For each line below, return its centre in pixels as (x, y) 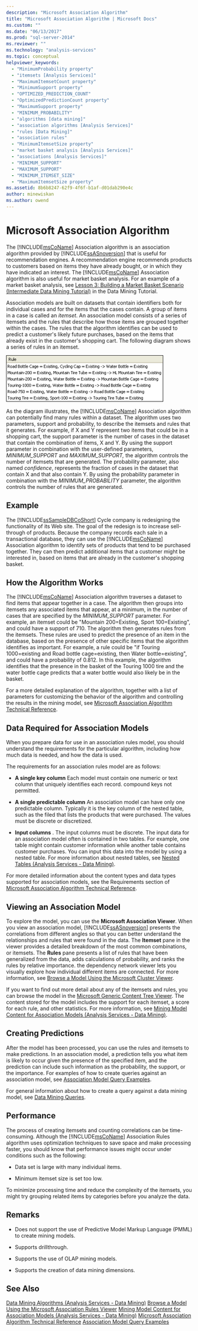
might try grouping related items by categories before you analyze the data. (98, 1196)
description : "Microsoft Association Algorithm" (67, 12)
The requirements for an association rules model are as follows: (84, 767)
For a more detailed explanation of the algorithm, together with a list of (92, 690)
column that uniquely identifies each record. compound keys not (93, 785)
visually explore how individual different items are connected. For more (92, 972)
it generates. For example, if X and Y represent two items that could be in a (97, 430)
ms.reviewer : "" (26, 44)
